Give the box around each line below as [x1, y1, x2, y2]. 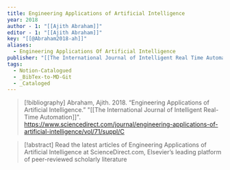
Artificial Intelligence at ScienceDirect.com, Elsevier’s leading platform [23, 148, 222, 156]
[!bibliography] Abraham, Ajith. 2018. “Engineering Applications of [23, 98, 210, 107]
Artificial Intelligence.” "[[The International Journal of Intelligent [23, 106, 203, 114]
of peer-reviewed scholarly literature [23, 155, 127, 164]
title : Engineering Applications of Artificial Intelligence [7, 10, 186, 17]
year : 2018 [7, 16, 38, 23]
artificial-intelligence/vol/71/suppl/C [23, 128, 125, 136]
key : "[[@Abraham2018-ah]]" [7, 36, 88, 42]
